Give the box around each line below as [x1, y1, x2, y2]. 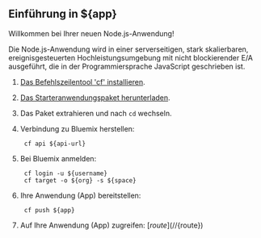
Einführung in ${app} [8, 7, 117, 21]
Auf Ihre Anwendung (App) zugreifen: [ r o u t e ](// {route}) [19, 220, 204, 230]
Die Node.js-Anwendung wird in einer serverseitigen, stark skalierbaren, [8, 44, 249, 54]
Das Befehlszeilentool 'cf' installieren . [19, 77, 145, 86]
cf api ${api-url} [23, 140, 86, 148]
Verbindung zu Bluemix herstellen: [19, 123, 135, 133]
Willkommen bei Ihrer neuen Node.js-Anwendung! [8, 28, 175, 38]
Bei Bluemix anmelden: [19, 153, 97, 163]
